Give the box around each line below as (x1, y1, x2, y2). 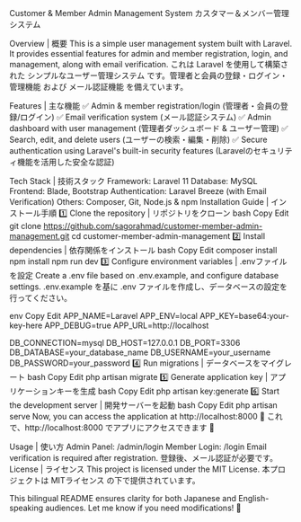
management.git (9, 231, 70, 241)
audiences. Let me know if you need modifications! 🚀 (44, 502, 242, 513)
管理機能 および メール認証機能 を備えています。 (9, 82, 189, 92)
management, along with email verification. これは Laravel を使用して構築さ (9, 59, 289, 69)
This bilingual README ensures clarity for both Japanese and (9, 493, 236, 503)
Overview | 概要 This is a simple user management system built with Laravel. (9, 39, 293, 49)
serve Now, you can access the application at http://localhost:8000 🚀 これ (9, 411, 283, 421)
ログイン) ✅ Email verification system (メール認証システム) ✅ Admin (20, 111, 271, 122)
